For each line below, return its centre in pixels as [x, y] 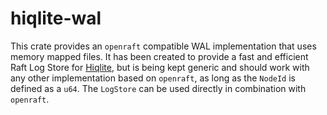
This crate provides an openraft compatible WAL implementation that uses [163, 46]
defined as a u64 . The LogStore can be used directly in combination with [158, 88]
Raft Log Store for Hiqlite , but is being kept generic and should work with [160, 67]
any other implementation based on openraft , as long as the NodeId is [153, 78]
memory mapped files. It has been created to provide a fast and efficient [159, 56]
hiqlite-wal [56, 18]
